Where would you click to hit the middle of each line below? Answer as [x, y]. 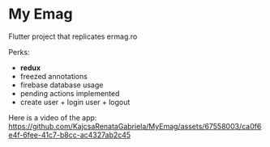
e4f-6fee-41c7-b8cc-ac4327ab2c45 [70, 135]
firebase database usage [62, 85]
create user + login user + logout [75, 102]
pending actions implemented [70, 93]
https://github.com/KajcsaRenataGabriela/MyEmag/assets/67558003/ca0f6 [135, 126]
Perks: [19, 52]
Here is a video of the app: [53, 117]
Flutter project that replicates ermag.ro [73, 36]
